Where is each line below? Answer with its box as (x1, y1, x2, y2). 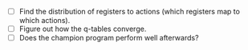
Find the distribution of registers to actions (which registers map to (18, 7, 240, 16)
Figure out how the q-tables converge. (18, 24, 147, 34)
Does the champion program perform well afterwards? (18, 33, 199, 43)
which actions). (18, 16, 71, 25)
